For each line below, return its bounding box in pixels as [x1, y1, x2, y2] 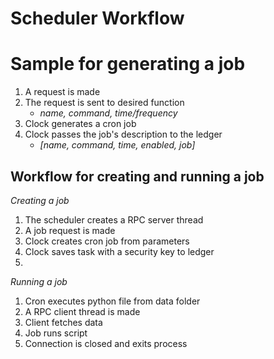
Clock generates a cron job [24, 118, 137, 130]
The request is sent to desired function [24, 97, 185, 109]
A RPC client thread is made [24, 305, 141, 317]
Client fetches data [24, 316, 103, 328]
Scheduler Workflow [10, 7, 185, 30]
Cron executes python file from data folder [24, 295, 201, 307]
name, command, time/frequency [39, 107, 178, 119]
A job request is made [24, 224, 116, 236]
